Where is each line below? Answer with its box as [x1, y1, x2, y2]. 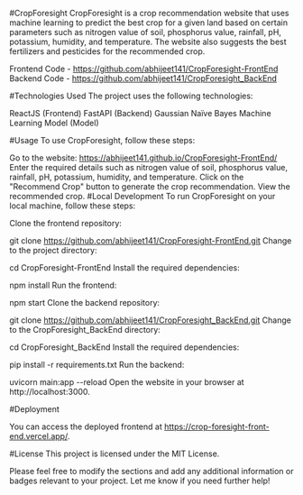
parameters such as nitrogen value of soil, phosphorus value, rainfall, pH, [9, 27, 282, 37]
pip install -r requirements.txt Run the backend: [9, 360, 185, 370]
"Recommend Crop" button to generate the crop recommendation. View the [9, 181, 290, 192]
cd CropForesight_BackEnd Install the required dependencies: [9, 342, 240, 353]
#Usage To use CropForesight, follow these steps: [9, 135, 196, 145]
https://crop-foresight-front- [163, 421, 271, 432]
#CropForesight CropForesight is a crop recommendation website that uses [9, 8, 290, 18]
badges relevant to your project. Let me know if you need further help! [9, 475, 271, 486]
